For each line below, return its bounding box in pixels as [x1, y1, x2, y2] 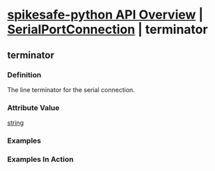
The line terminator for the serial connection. [7, 85, 136, 93]
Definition [7, 70, 42, 80]
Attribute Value [7, 102, 60, 112]
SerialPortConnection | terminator [7, 21, 208, 37]
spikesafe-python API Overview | [7, 7, 204, 23]
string [7, 118, 24, 127]
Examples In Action [7, 154, 74, 164]
